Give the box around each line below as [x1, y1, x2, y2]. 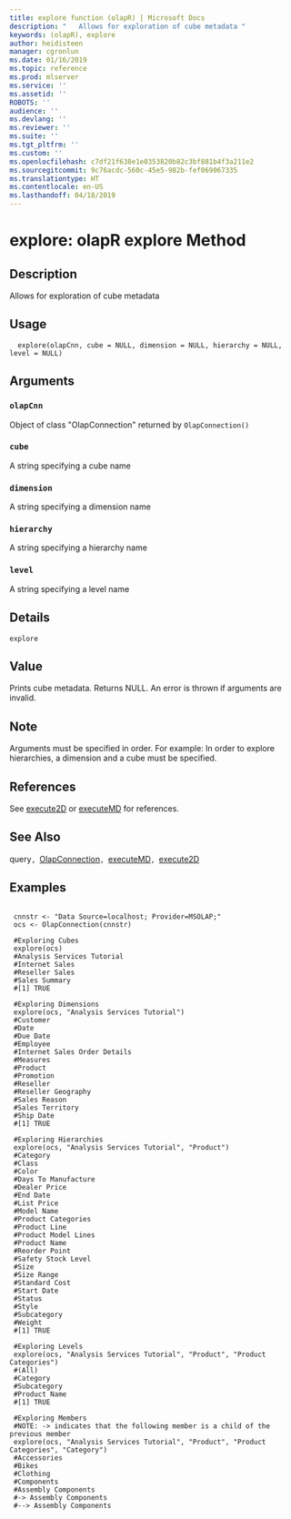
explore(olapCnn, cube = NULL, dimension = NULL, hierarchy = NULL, [17, 340, 283, 350]
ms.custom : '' [9, 148, 64, 157]
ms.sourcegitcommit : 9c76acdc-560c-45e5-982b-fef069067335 [9, 166, 238, 175]
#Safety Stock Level [13, 1254, 92, 1263]
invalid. [9, 692, 36, 703]
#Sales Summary [13, 975, 71, 985]
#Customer [13, 1015, 51, 1024]
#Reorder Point [13, 1246, 71, 1255]
